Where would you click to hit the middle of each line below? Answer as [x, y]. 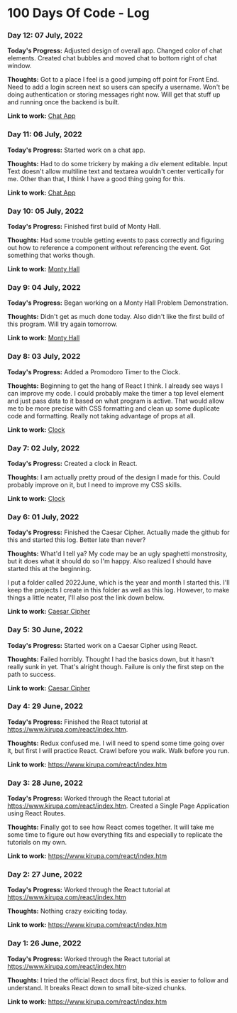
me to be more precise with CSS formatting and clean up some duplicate [114, 408]
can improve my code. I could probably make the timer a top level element [116, 393]
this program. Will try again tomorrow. [62, 324]
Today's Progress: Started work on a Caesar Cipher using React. [103, 645]
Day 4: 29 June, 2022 [45, 706]
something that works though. [51, 255]
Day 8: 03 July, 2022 [44, 357]
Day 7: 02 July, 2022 [44, 448]
